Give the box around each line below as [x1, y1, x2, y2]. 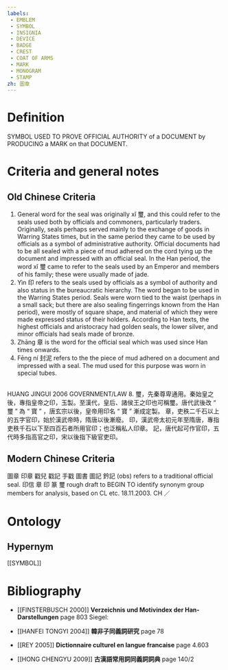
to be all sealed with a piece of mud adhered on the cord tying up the [16, 247, 213, 255]
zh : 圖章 [7, 80, 30, 87]
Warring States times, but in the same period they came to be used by [16, 233, 215, 241]
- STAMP [10, 73, 32, 81]
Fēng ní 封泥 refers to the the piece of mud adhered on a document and [16, 354, 220, 362]
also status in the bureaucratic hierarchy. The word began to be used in [16, 286, 220, 294]
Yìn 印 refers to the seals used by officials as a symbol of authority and [16, 279, 218, 287]
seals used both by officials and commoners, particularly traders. [16, 218, 202, 227]
